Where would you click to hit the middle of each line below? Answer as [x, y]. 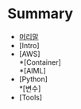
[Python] [33, 79]
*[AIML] [33, 70]
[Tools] [31, 97]
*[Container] [40, 62]
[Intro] [29, 45]
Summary [40, 14]
